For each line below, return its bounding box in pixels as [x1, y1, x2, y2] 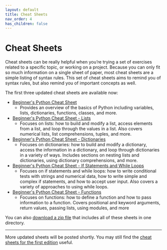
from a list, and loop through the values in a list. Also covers [19, 126, 143, 132]
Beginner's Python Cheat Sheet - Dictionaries [12, 136, 106, 142]
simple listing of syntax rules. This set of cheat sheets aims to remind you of [5, 75, 162, 81]
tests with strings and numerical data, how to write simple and [19, 173, 147, 179]
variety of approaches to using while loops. [19, 184, 109, 190]
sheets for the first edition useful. [5, 240, 74, 246]
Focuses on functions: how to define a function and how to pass [19, 194, 152, 200]
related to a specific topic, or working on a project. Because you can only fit [5, 64, 161, 70]
